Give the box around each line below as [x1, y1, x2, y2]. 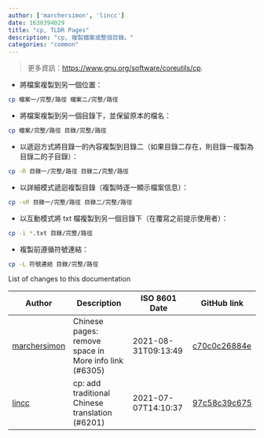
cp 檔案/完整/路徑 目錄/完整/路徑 [8, 127, 107, 134]
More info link [73, 355, 124, 366]
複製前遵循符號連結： [19, 245, 89, 254]
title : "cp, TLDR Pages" [8, 26, 90, 34]
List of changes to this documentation [8, 274, 131, 284]
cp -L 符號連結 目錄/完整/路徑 [8, 260, 99, 268]
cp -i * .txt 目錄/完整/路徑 [8, 229, 93, 237]
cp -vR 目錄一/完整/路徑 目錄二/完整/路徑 [8, 198, 133, 206]
